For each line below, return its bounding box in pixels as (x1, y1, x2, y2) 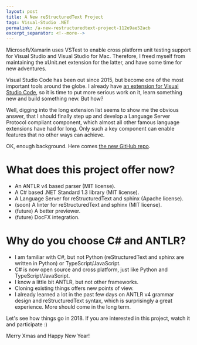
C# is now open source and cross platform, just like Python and (14, 266, 168, 273)
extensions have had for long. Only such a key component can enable (6, 125, 175, 132)
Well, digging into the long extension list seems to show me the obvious (6, 107, 179, 114)
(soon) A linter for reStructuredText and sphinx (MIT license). (14, 201, 162, 209)
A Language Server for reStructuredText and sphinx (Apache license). (14, 195, 184, 202)
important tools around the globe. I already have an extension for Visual (6, 83, 179, 90)
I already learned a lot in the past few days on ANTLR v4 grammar (14, 291, 174, 298)
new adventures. (6, 65, 47, 72)
